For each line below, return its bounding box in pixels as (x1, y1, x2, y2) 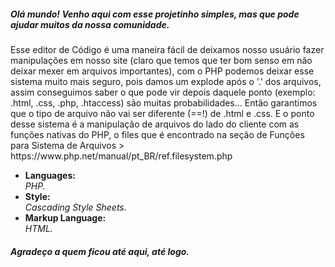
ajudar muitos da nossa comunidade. (10, 18, 170, 30)
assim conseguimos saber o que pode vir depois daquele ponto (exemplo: (10, 86, 316, 98)
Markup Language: (24, 211, 107, 224)
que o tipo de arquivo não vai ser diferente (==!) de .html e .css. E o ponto (10, 107, 315, 119)
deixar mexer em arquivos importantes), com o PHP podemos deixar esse (10, 65, 315, 77)
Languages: (24, 169, 76, 181)
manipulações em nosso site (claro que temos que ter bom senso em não (10, 54, 313, 66)
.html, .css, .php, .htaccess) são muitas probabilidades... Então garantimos (10, 96, 318, 109)
